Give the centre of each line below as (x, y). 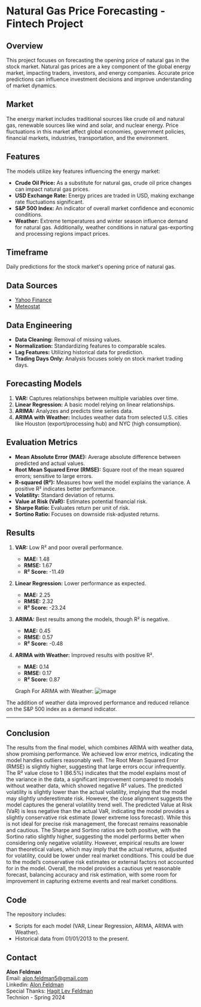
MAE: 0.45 (37, 631)
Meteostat (28, 306)
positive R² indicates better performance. (66, 488)
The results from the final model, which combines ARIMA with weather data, (100, 748)
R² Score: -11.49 (44, 571)
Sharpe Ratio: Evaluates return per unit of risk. (72, 507)
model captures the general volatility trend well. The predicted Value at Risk (99, 805)
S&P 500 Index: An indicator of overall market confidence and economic (104, 208)
